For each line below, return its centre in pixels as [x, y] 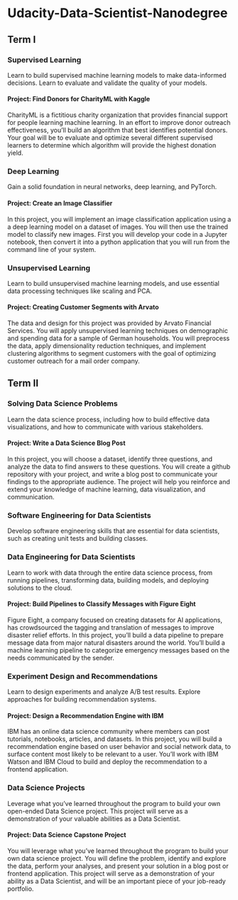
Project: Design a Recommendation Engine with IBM [86, 715]
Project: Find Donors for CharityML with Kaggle [79, 99]
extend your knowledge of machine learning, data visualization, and [107, 489]
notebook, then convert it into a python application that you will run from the [119, 242]
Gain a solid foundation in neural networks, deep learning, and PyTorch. [112, 187]
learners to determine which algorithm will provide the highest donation [112, 145]
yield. [15, 153]
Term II [23, 383]
